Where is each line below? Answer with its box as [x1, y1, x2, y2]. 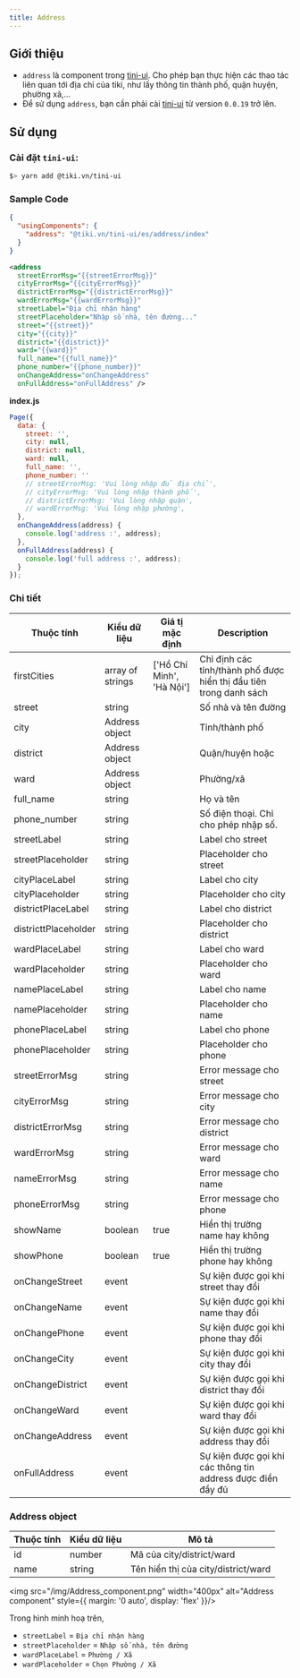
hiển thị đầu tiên [199, 675, 267, 688]
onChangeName [13, 1300, 83, 1313]
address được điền [199, 1472, 279, 1485]
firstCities [13, 669, 54, 681]
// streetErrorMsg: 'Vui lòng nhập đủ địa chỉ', [25, 479, 218, 488]
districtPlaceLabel [13, 902, 89, 914]
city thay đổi [199, 1357, 252, 1370]
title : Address [9, 13, 66, 22]
